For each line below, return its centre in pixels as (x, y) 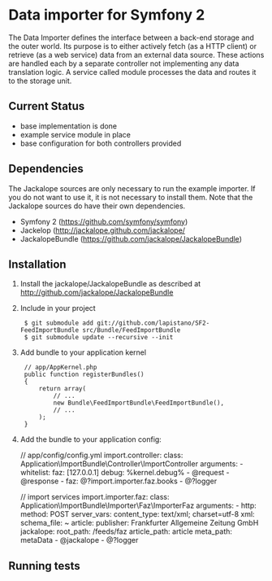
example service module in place (76, 134)
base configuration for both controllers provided (101, 143)
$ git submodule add (58, 323)
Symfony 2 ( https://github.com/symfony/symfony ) (104, 221)
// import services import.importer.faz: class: (95, 497)
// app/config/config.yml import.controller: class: (101, 455)
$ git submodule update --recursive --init (99, 338)
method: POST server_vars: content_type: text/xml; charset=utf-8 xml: (137, 514)
